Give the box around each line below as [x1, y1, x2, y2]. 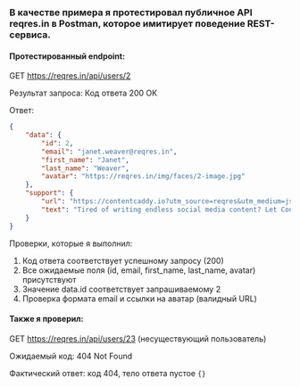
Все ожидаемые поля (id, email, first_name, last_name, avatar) [21, 265, 256, 276]
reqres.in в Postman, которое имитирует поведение [9, 17, 246, 29]
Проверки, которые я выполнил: [9, 238, 133, 249]
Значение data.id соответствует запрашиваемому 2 [21, 284, 221, 294]
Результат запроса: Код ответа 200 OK [9, 87, 158, 99]
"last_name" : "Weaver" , [41, 163, 129, 173]
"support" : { [25, 189, 74, 198]
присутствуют [21, 274, 77, 284]
